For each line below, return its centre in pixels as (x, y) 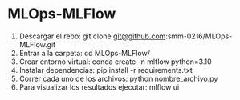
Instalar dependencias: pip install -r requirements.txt (106, 70)
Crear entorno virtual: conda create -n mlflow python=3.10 (115, 62)
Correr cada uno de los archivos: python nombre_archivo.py (118, 78)
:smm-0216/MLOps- (199, 36)
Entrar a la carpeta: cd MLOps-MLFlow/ (84, 53)
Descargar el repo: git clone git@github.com (92, 36)
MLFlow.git (37, 44)
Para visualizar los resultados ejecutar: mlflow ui (99, 87)
